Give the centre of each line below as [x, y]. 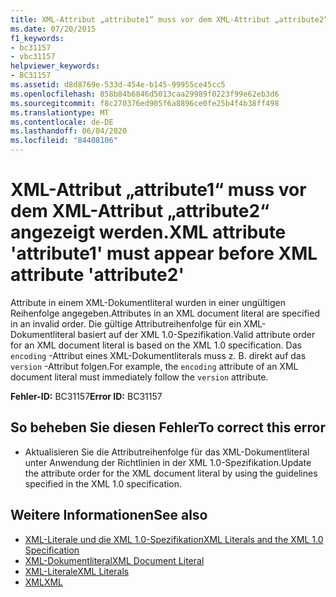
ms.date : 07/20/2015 [53, 29]
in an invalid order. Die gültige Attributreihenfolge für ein [126, 323]
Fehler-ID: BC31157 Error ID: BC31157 [86, 396]
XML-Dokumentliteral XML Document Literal [114, 560]
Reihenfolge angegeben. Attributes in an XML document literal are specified [165, 313]
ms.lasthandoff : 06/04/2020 [69, 131]
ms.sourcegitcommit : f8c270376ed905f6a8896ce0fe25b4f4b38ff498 [145, 103]
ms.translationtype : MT [60, 112]
